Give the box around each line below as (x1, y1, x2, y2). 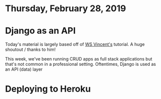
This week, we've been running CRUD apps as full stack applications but (5, 56, 153, 62)
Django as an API (5, 25, 76, 37)
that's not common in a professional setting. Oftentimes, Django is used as (5, 61, 156, 67)
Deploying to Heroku (5, 83, 91, 95)
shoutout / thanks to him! (5, 47, 56, 53)
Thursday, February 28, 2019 (5, 3, 127, 14)
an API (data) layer (5, 66, 43, 72)
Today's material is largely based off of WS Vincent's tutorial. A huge (5, 41, 145, 47)
